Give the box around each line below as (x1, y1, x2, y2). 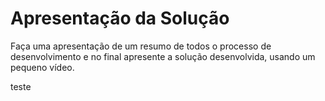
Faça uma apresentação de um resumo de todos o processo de (10, 40, 272, 52)
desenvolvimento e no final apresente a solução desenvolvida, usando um (10, 50, 316, 62)
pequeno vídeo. (10, 61, 75, 73)
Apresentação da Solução (10, 7, 230, 30)
